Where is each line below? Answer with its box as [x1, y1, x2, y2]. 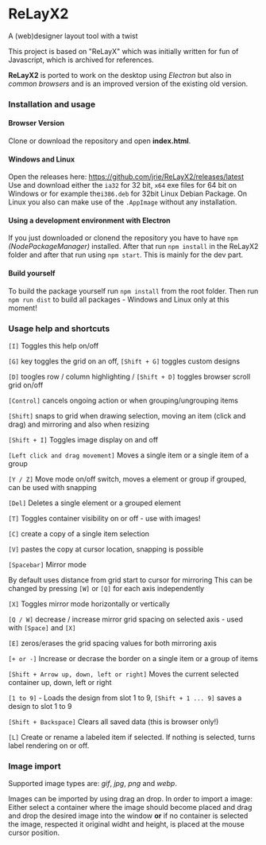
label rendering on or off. [8, 741, 90, 750]
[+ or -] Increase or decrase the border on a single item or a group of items [8, 653, 258, 663]
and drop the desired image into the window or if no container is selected [8, 811, 249, 820]
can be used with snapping [8, 482, 97, 492]
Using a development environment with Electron [8, 216, 171, 225]
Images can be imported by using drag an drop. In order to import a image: [8, 794, 253, 804]
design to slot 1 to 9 [8, 701, 72, 711]
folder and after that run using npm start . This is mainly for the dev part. [8, 250, 244, 259]
